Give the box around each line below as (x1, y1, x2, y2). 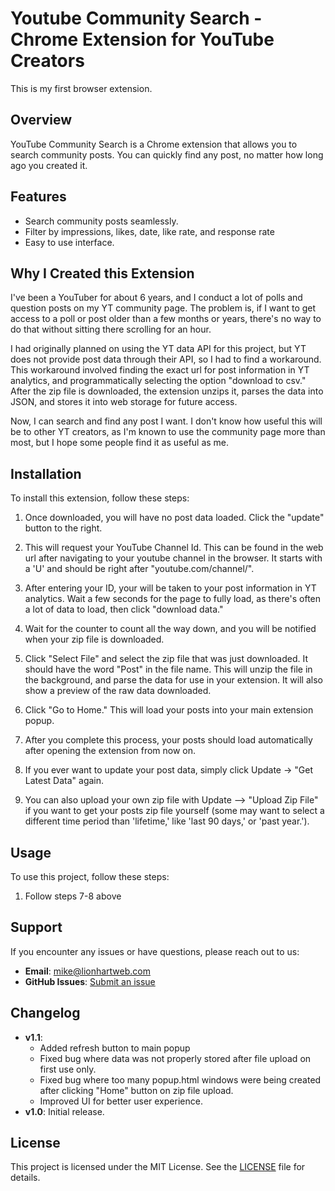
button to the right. (24, 522, 103, 534)
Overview (10, 112, 73, 129)
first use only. (39, 1063, 97, 1075)
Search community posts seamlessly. (24, 215, 179, 227)
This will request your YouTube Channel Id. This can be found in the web (24, 542, 324, 554)
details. (10, 1172, 41, 1184)
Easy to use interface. (24, 236, 115, 248)
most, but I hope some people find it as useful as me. (10, 437, 230, 449)
